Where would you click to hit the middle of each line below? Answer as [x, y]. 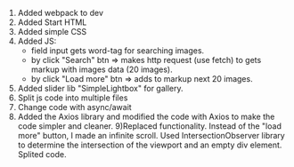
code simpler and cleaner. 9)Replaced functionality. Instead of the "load [150, 126]
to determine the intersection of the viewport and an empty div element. [150, 145]
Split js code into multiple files [73, 98]
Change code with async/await [74, 107]
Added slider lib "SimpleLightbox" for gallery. [101, 88]
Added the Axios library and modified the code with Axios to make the [146, 116]
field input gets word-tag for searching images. [118, 51]
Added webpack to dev [61, 13]
